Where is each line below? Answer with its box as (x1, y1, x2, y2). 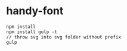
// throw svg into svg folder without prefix (6, 34, 121, 40)
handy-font (6, 4, 64, 18)
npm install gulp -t (6, 28, 58, 35)
